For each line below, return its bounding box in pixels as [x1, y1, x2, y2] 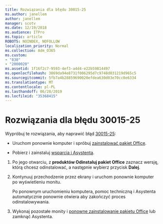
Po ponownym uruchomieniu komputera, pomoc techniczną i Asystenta [12, 189, 156, 195]
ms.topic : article [5, 35, 42, 40]
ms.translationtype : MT [5, 80, 54, 85]
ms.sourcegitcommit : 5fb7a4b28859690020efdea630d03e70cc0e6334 [5, 75, 137, 80]
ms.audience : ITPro [5, 30, 45, 35]
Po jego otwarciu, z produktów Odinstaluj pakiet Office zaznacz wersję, [12, 159, 159, 165]
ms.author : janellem [5, 12, 47, 17]
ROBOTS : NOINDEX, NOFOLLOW [5, 39, 60, 44]
